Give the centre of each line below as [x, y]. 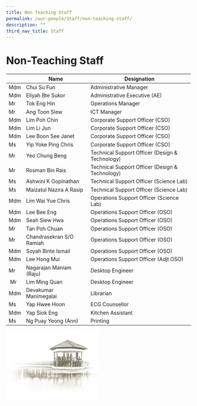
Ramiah [35, 243]
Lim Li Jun [38, 128]
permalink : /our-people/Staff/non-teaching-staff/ [69, 19]
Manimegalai [42, 296]
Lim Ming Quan [44, 281]
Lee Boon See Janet [50, 136]
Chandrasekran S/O [50, 236]
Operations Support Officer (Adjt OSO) [137, 259]
